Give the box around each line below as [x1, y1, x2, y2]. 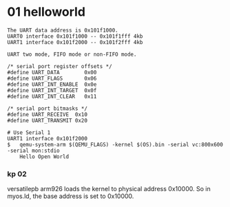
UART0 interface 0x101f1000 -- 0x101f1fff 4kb [7, 32, 143, 40]
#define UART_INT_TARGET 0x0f [7, 87, 97, 94]
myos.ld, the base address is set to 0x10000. [7, 192, 134, 200]
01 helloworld [7, 4, 86, 20]
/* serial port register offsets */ [7, 63, 112, 69]
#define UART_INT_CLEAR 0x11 [7, 93, 97, 100]
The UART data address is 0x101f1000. [7, 27, 118, 34]
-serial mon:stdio [7, 147, 60, 154]
